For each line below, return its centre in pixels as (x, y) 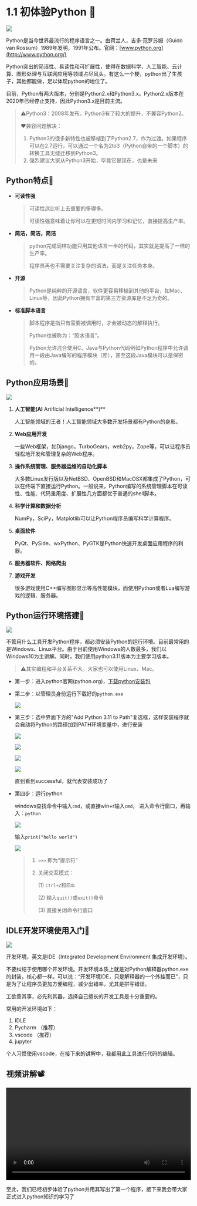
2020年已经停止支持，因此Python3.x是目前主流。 (66, 101)
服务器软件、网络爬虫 (40, 563)
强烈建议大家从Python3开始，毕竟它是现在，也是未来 (93, 160)
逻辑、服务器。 (43, 595)
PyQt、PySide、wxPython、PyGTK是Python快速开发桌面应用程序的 (96, 543)
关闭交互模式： (56, 873)
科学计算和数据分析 (38, 506)
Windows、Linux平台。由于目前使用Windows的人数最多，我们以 (89, 649)
